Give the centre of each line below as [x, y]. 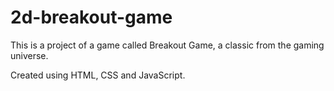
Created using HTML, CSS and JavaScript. [98, 75]
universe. [29, 55]
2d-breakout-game [91, 17]
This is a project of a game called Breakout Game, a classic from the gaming [167, 45]
